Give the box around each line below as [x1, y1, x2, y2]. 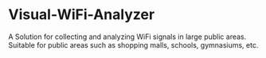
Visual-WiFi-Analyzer [8, 6, 155, 24]
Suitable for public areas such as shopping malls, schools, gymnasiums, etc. [8, 40, 259, 49]
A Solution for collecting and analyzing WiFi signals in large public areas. [8, 32, 247, 41]
